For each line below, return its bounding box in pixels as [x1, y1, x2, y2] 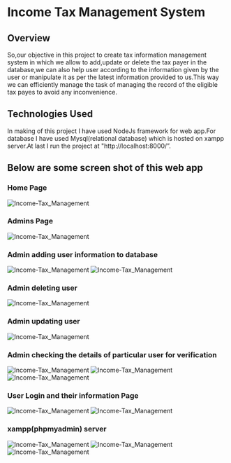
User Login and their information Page [7, 390, 139, 400]
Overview [7, 32, 51, 44]
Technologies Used [7, 108, 93, 120]
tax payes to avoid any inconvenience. [7, 88, 117, 96]
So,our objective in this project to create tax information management [7, 50, 207, 59]
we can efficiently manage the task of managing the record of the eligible [7, 81, 218, 88]
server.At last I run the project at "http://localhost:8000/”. [7, 141, 171, 150]
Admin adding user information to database [7, 249, 158, 259]
